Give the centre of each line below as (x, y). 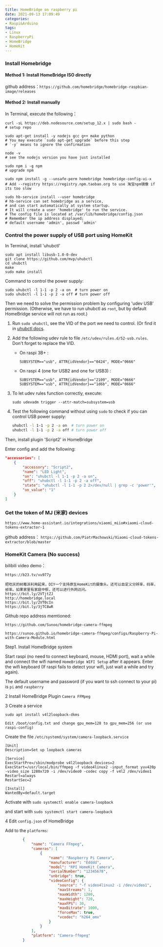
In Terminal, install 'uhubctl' (33, 246)
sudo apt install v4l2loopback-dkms (42, 715)
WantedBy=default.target (30, 793)
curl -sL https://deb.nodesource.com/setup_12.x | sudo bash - (71, 123)
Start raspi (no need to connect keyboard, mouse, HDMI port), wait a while (80, 657)
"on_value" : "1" (39, 490)
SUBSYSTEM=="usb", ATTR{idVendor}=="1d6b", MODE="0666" (77, 384)
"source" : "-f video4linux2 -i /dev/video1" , (104, 885)
